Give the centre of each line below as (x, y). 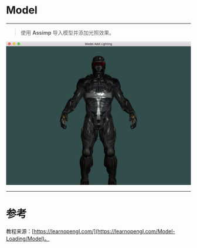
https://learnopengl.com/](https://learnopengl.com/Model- (104, 231)
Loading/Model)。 (28, 239)
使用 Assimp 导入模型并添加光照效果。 (67, 32)
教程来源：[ (20, 231)
